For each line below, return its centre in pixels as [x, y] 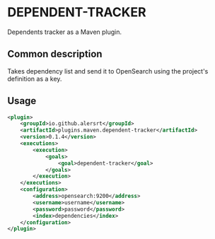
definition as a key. [35, 78]
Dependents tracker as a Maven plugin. [65, 32]
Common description [55, 54]
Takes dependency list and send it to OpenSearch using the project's [108, 71]
